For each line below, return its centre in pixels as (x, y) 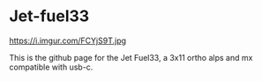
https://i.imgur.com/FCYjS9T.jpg (67, 40)
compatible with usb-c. (51, 67)
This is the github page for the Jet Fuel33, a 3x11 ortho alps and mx (131, 57)
